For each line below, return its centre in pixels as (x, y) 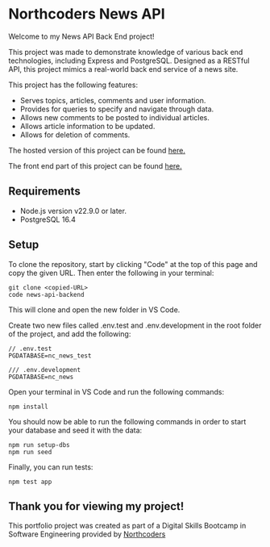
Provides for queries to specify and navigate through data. (117, 109)
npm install (28, 407)
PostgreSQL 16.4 (48, 219)
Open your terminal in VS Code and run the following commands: (116, 391)
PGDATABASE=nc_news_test (50, 356)
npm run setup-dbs (39, 445)
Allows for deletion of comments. (75, 135)
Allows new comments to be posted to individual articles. (114, 117)
